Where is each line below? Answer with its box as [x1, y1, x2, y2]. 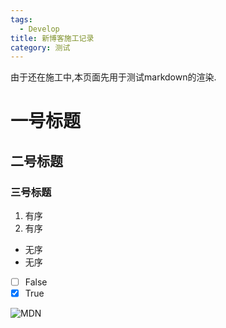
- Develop [19, 24, 60, 34]
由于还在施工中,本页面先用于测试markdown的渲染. [10, 71, 217, 83]
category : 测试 [10, 42, 71, 53]
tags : [10, 14, 33, 25]
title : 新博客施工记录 [10, 33, 95, 43]
